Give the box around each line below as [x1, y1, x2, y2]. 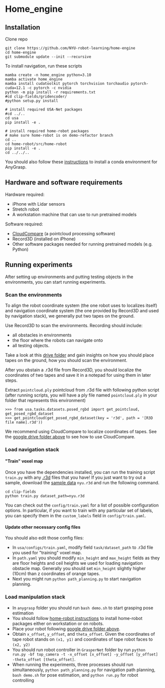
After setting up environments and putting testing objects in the [5, 274, 134, 280]
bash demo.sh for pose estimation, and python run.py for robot [12, 672, 138, 678]
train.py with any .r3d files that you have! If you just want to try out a [5, 474, 146, 480]
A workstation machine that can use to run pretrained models [12, 211, 137, 217]
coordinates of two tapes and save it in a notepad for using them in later [5, 372, 151, 378]
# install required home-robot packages [5, 129, 90, 134]
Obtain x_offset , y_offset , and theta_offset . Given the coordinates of [12, 631, 155, 637]
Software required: [5, 221, 43, 227]
